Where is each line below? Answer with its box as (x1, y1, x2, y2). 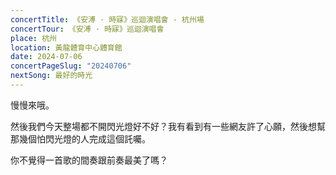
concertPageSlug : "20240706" (10, 61, 132, 71)
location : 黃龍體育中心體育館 (10, 42, 123, 53)
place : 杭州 (10, 33, 57, 43)
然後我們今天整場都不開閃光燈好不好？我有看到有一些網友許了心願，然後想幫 (10, 120, 326, 132)
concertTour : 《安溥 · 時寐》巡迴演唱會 (10, 24, 165, 34)
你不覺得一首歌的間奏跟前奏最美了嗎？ (10, 154, 168, 166)
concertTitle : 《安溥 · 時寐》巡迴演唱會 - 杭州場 (10, 14, 205, 25)
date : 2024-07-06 (10, 52, 83, 62)
